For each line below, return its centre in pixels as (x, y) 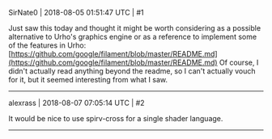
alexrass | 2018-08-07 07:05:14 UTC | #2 (76, 103)
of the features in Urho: (47, 45)
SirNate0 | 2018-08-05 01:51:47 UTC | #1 (76, 13)
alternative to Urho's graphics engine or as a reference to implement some (133, 37)
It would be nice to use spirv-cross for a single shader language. (116, 118)
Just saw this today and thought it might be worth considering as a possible (135, 28)
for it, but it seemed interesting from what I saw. (88, 80)
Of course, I (239, 62)
